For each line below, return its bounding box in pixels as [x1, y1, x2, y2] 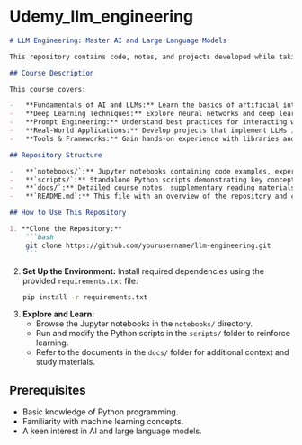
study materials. [35, 357, 96, 368]
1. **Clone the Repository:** [9, 225, 123, 234]
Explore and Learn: [22, 308, 95, 320]
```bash [25, 232, 54, 242]
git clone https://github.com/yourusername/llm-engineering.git [25, 241, 271, 250]
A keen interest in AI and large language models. [22, 425, 202, 437]
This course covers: [9, 85, 87, 93]
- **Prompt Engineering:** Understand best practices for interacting [9, 118, 288, 127]
